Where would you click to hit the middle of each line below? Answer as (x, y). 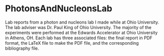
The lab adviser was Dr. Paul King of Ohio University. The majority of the (78, 27)
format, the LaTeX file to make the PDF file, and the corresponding (72, 43)
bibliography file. (22, 48)
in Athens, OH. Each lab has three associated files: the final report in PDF (79, 38)
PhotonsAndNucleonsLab (59, 9)
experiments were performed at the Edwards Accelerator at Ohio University (82, 32)
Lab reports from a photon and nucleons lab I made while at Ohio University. (82, 22)
